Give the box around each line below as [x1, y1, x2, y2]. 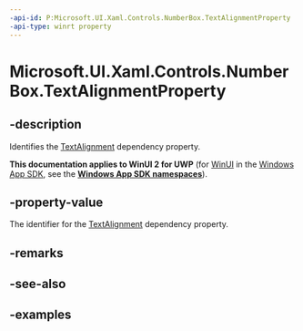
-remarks [9, 245, 64, 261]
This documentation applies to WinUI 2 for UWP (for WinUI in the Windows [9, 159, 294, 170]
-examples [9, 307, 72, 323]
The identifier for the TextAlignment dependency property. [9, 219, 229, 230]
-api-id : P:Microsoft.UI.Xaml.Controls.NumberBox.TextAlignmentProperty [9, 13, 291, 23]
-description [9, 117, 82, 132]
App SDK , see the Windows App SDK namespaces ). [9, 168, 207, 179]
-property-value [9, 194, 104, 210]
